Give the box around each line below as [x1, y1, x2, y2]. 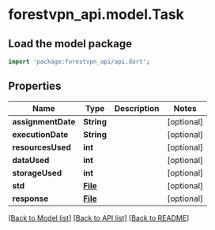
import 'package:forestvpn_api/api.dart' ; [8, 57, 150, 65]
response [12, 193, 49, 204]
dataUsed [12, 154, 50, 165]
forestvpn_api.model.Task [8, 6, 184, 24]
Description [114, 102, 160, 113]
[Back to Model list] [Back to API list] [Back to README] [8, 213, 190, 222]
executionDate [12, 128, 69, 139]
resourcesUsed [12, 142, 71, 153]
